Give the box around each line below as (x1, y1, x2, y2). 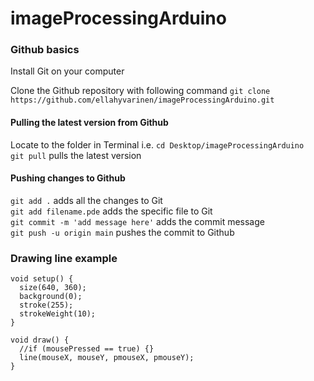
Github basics (10, 43, 80, 57)
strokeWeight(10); (19, 309, 97, 319)
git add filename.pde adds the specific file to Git (10, 205, 213, 217)
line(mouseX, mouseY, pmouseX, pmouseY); (19, 353, 195, 363)
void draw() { (10, 335, 70, 346)
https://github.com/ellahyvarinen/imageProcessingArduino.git (10, 95, 275, 106)
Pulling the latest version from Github (10, 117, 169, 129)
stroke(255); (19, 300, 74, 311)
